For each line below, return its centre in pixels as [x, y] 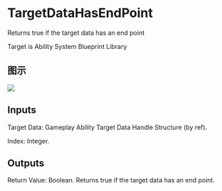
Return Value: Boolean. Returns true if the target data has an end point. [111, 180]
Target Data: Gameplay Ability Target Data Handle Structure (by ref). [107, 127]
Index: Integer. [28, 141]
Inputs [22, 110]
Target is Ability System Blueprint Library [67, 46]
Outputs [26, 163]
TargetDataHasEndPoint [80, 13]
